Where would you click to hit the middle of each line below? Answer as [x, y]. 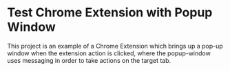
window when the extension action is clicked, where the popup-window [109, 53]
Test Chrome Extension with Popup [110, 13]
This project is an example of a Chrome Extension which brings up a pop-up [115, 46]
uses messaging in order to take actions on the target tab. [89, 60]
